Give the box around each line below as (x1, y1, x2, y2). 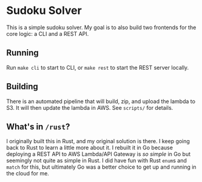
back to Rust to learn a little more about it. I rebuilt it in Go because (6, 144, 173, 152)
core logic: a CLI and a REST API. (6, 30, 89, 37)
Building (6, 81, 38, 92)
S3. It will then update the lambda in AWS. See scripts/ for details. (6, 104, 173, 111)
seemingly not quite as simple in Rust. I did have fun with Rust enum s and (6, 157, 187, 164)
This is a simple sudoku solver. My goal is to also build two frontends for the (6, 24, 197, 31)
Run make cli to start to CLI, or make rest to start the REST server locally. (6, 64, 189, 71)
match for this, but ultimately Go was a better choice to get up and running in (6, 163, 197, 170)
